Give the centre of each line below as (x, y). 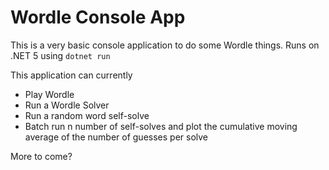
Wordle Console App (98, 17)
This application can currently (71, 75)
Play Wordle (49, 94)
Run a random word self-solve (87, 115)
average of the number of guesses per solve (116, 137)
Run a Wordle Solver (67, 105)
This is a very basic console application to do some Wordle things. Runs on (165, 45)
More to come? (41, 156)
